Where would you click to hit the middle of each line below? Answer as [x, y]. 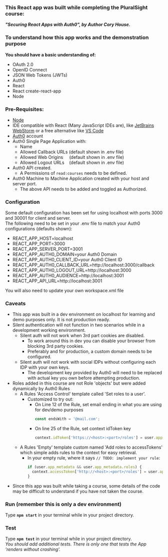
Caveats [15, 304]
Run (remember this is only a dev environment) [63, 504]
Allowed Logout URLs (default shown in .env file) [72, 162]
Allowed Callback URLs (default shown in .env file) [72, 152]
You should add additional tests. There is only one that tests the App [76, 544]
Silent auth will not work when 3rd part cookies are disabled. [82, 336]
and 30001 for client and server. [38, 218]
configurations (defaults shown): [39, 229]
